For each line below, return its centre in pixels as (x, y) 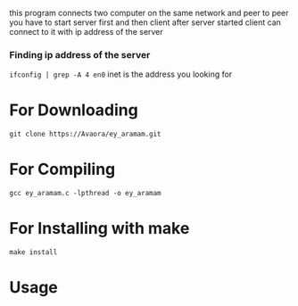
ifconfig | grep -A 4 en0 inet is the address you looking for (121, 74)
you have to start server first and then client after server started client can (145, 22)
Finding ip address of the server (80, 54)
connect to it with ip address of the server (86, 32)
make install (33, 252)
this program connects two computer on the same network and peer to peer (149, 13)
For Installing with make (99, 229)
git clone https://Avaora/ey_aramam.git (86, 134)
